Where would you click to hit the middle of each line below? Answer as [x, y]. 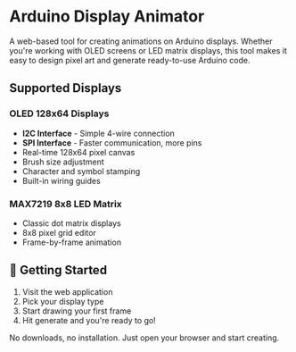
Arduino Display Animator [107, 17]
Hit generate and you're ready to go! [89, 320]
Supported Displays [66, 88]
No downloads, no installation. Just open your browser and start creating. [144, 338]
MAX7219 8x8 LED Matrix [66, 204]
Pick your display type [63, 301]
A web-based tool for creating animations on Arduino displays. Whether [141, 41]
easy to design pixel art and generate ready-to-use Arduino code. [130, 60]
